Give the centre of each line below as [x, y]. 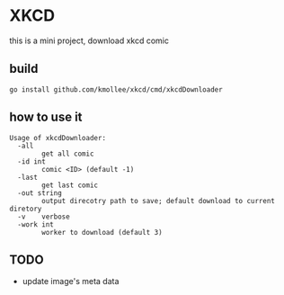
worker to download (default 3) [102, 232]
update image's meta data [71, 282]
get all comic [68, 154]
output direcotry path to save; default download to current [159, 201]
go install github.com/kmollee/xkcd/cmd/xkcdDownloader [116, 89]
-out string [40, 193]
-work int [35, 224]
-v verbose [44, 217]
